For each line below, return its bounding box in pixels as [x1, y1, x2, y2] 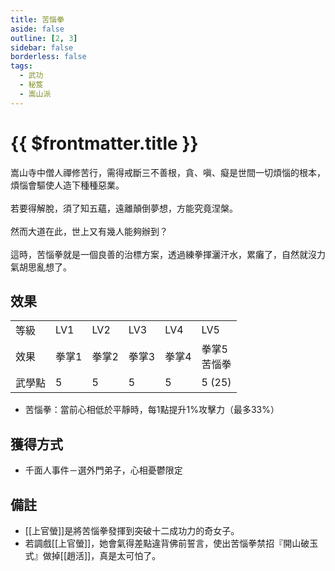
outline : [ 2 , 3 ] [10, 33, 78, 43]
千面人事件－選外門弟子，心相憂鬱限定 [24, 464, 183, 476]
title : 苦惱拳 [10, 14, 65, 25]
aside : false [10, 24, 65, 34]
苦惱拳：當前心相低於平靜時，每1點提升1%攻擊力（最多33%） [24, 404, 280, 416]
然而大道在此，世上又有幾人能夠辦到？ [10, 225, 168, 237]
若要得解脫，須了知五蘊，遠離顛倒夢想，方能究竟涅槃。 [10, 202, 238, 214]
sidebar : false [10, 42, 74, 53]
